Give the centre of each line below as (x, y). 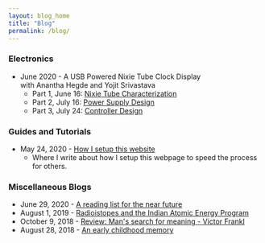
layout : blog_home (39, 16)
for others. (50, 166)
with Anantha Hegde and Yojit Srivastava (87, 84)
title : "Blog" (32, 23)
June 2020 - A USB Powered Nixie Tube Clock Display (110, 76)
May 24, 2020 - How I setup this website (87, 149)
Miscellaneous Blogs (50, 187)
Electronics (31, 59)
